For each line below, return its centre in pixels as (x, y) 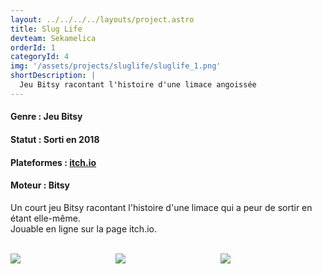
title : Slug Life (46, 29)
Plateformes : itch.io (53, 162)
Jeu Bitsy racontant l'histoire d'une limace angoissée (138, 85)
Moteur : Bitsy (40, 185)
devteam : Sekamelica (53, 38)
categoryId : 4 (40, 57)
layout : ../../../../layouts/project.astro (102, 19)
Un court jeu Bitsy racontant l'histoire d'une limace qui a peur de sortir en (161, 207)
